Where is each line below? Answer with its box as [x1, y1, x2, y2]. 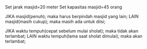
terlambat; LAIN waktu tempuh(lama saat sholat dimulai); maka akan [5, 33, 143, 39]
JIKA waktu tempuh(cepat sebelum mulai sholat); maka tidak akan [5, 28, 139, 33]
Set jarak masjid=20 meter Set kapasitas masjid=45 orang [5, 4, 122, 10]
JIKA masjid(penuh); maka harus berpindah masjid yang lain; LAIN [5, 14, 139, 19]
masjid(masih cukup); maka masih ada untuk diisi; [5, 19, 106, 24]
